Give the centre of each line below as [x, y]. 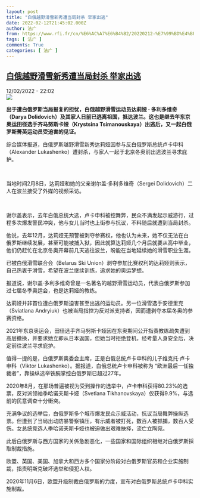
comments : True [25, 45]
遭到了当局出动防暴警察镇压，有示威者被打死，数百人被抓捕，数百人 [105, 420]
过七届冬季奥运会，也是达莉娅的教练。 [53, 290]
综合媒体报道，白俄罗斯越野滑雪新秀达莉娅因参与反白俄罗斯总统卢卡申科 [95, 144]
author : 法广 [21, 28]
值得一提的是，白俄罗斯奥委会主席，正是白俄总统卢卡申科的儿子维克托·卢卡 [98, 358]
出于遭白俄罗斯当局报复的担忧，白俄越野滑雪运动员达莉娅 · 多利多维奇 [92, 109]
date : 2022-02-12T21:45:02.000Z [46, 23]
